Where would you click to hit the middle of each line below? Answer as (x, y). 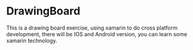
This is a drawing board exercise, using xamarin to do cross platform (92, 28)
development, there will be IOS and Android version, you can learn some (97, 34)
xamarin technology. (32, 40)
